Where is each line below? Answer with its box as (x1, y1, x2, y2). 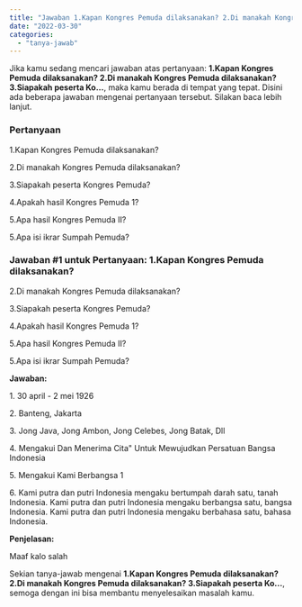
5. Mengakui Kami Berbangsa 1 (9, 469, 124, 480)
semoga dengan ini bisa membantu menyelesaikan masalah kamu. (9, 587, 254, 598)
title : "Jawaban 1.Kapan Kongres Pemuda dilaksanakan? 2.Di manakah (9, 13, 271, 23)
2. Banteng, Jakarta (9, 407, 83, 419)
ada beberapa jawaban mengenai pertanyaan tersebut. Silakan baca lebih (9, 92, 282, 103)
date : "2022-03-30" (9, 22, 83, 31)
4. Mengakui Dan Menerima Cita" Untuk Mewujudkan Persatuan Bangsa (9, 442, 276, 453)
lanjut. (9, 101, 32, 113)
